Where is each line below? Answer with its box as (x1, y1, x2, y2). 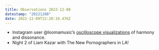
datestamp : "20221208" (5, 12, 51, 17)
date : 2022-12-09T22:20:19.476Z (5, 16, 71, 21)
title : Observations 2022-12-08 (5, 7, 71, 12)
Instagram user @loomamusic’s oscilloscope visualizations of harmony (12, 30, 155, 35)
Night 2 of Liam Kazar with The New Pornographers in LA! (12, 40, 129, 46)
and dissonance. (12, 34, 46, 40)
